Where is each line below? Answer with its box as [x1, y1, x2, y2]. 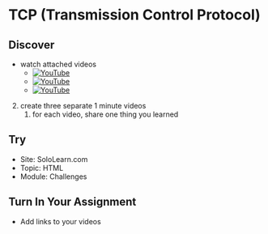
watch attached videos [19, 59, 97, 69]
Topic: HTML [19, 163, 64, 172]
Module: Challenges [19, 172, 87, 181]
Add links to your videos [19, 216, 101, 226]
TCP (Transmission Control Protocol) [8, 6, 261, 24]
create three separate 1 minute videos [19, 101, 147, 110]
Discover [8, 38, 55, 52]
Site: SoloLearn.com [19, 154, 88, 164]
